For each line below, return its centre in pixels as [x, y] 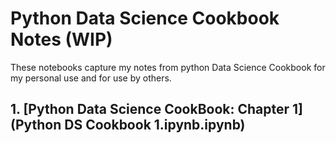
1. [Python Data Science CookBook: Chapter [150, 109]
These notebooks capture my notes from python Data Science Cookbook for [168, 67]
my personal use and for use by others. [91, 78]
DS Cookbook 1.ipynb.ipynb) [155, 125]
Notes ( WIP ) [61, 39]
